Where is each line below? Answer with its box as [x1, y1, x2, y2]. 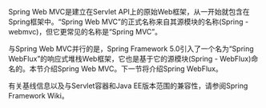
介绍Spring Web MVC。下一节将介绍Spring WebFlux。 [42, 64, 223, 74]
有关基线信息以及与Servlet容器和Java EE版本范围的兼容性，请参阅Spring [8, 81, 248, 90]
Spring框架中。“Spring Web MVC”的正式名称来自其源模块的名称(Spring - [8, 17, 249, 26]
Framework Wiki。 [8, 91, 70, 100]
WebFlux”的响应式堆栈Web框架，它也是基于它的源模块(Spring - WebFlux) [8, 54, 252, 63]
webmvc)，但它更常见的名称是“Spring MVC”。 [8, 27, 163, 36]
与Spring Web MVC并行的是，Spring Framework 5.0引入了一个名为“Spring [8, 44, 254, 54]
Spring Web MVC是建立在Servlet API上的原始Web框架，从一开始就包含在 [8, 7, 250, 16]
